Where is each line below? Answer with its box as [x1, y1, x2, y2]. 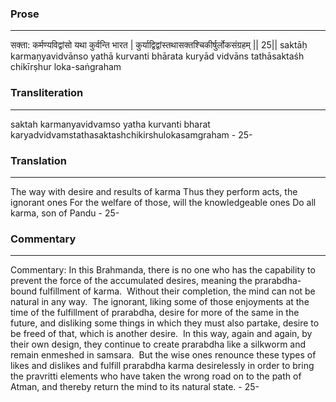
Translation [10, 153, 67, 167]
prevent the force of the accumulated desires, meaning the [10, 275, 253, 287]
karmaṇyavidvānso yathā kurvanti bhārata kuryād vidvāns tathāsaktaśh [10, 50, 305, 62]
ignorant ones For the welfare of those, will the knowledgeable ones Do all [10, 196, 317, 208]
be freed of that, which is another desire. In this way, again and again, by [10, 328, 313, 340]
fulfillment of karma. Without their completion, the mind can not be [39, 285, 316, 297]
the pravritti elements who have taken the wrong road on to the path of [10, 370, 302, 382]
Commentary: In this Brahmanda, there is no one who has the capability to [10, 264, 316, 276]
